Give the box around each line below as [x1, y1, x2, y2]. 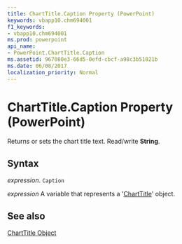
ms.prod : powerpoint [7, 36, 68, 43]
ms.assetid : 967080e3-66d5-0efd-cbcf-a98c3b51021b [7, 56, 158, 63]
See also [7, 210, 45, 222]
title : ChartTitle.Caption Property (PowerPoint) [7, 10, 155, 18]
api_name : [7, 43, 36, 50]
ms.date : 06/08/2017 [7, 62, 68, 69]
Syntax [7, 157, 39, 169]
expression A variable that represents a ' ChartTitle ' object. [7, 190, 176, 198]
